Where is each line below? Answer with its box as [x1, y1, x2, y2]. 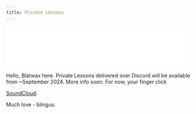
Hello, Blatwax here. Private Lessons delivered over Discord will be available [6, 72, 191, 79]
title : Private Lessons [6, 9, 65, 15]
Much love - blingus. [6, 101, 56, 108]
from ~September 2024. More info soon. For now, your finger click [6, 78, 167, 85]
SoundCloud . [6, 90, 38, 97]
